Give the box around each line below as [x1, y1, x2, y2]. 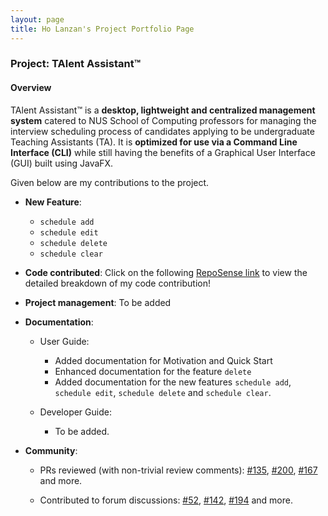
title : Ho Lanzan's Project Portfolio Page [10, 24, 195, 34]
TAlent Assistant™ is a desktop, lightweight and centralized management [10, 104, 316, 116]
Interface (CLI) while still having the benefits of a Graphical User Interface [10, 146, 316, 158]
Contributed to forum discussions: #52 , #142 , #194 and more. [39, 494, 293, 506]
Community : [24, 444, 78, 456]
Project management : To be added [24, 296, 172, 308]
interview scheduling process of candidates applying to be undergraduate [10, 125, 315, 137]
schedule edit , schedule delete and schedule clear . [54, 386, 272, 398]
